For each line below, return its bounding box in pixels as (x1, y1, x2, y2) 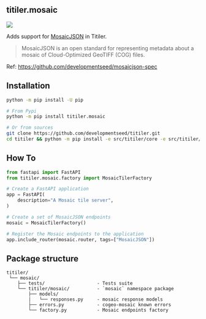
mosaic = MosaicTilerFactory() (6, 220, 86, 226)
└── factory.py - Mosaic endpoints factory (28, 307, 169, 313)
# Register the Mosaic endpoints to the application (6, 231, 144, 237)
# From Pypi (6, 108, 37, 114)
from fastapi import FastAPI (6, 169, 81, 175)
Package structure (6, 253, 78, 264)
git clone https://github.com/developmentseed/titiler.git (6, 130, 161, 137)
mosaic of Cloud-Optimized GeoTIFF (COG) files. (21, 51, 145, 58)
